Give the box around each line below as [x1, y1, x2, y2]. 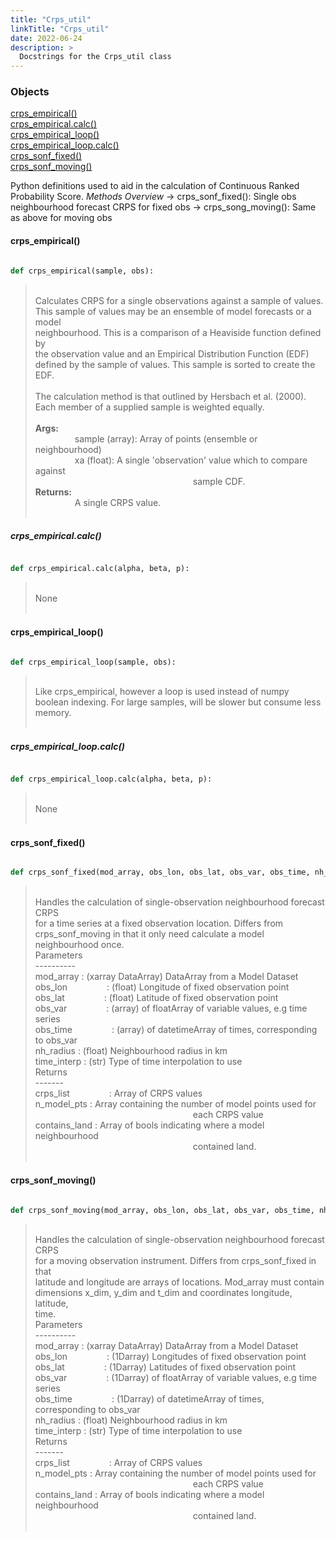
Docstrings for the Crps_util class [19, 52, 172, 62]
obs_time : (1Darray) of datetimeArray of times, [34, 1393, 265, 1405]
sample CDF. [192, 475, 246, 487]
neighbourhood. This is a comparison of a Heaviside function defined [34, 326, 322, 338]
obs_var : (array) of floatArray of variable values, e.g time [34, 1002, 308, 1015]
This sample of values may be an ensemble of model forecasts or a [34, 305, 312, 317]
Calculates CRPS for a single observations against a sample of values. [34, 294, 324, 306]
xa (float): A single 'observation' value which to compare [74, 454, 308, 466]
